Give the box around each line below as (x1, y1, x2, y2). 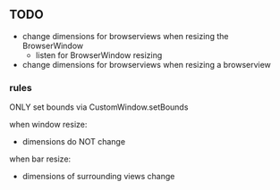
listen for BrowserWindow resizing (35, 49, 163, 61)
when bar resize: (9, 153, 72, 164)
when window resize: (9, 120, 88, 130)
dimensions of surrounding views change (21, 171, 175, 182)
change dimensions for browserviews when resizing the (21, 30, 229, 41)
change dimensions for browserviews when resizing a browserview (21, 59, 271, 70)
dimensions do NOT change (21, 136, 126, 147)
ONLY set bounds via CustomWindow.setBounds (9, 102, 189, 112)
